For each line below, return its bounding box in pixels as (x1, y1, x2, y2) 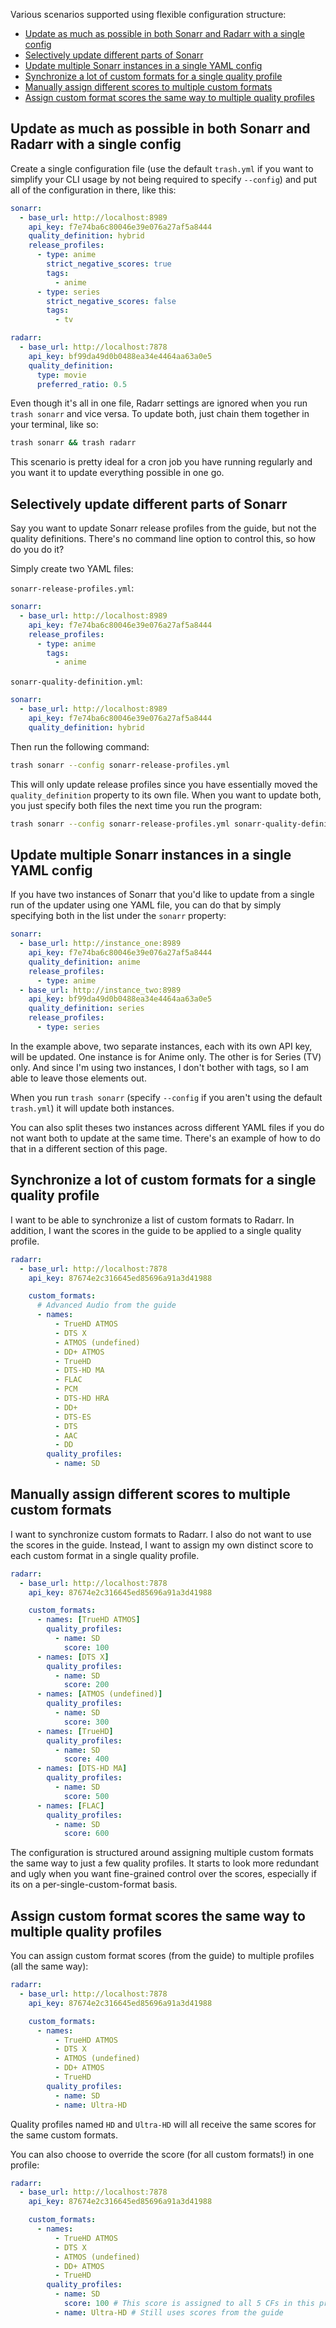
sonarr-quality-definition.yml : (10, 675, 143, 688)
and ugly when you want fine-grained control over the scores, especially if (10, 1868, 317, 1880)
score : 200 (63, 1680, 110, 1690)
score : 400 (63, 1754, 110, 1764)
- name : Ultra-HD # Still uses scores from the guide (54, 2307, 284, 2318)
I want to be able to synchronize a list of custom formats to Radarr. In (10, 1214, 295, 1226)
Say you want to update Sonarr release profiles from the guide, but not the (10, 522, 317, 534)
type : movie (36, 370, 87, 380)
